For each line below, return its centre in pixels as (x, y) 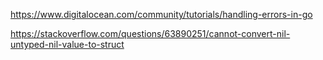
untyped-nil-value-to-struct (67, 44)
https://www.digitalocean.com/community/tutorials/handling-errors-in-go (161, 14)
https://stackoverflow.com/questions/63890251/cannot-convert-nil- (150, 33)
